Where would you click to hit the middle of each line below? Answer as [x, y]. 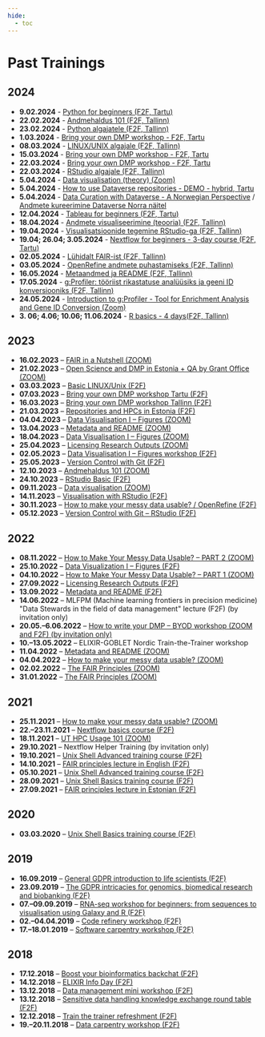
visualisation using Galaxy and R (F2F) [82, 912]
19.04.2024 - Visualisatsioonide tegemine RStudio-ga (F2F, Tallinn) [130, 231]
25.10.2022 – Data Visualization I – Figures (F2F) [99, 566]
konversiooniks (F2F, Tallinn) [66, 290]
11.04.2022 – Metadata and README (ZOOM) [94, 651]
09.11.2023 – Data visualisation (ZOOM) [85, 488]
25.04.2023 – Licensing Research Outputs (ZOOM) [104, 445]
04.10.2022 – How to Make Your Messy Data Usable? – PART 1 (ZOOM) [137, 575]
